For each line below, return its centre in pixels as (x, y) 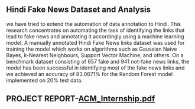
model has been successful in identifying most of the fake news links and (95, 68)
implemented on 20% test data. (44, 80)
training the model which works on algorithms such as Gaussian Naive (92, 49)
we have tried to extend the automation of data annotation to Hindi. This (94, 24)
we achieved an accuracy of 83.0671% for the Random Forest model (90, 74)
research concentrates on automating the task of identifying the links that (95, 30)
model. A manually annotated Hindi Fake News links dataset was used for (95, 42)
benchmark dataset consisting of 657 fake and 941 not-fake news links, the (98, 61)
